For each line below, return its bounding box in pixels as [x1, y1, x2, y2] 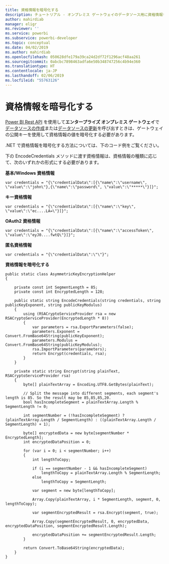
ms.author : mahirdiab [5, 49, 51, 55]
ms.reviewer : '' [5, 26, 39, 31]
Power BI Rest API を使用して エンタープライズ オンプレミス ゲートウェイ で [5, 119, 160, 125]
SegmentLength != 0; [5, 404, 49, 409]
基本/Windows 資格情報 [5, 170, 55, 176]
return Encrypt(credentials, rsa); [32, 351, 107, 356]
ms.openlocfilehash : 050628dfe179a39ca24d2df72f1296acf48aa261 [5, 54, 141, 60]
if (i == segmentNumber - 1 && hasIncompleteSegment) [32, 466, 147, 471]
